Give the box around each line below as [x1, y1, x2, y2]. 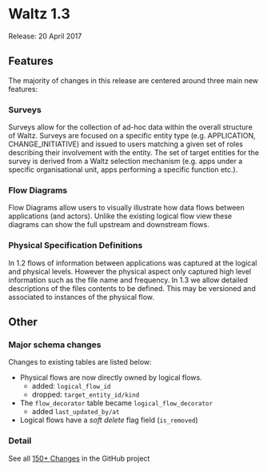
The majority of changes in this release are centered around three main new [8, 75, 258, 85]
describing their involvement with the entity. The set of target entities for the [8, 148, 260, 158]
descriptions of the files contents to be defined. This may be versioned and [8, 283, 256, 293]
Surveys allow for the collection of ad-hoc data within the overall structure [8, 122, 253, 132]
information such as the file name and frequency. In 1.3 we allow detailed [8, 275, 249, 285]
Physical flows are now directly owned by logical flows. [19, 373, 202, 382]
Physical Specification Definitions [8, 240, 143, 251]
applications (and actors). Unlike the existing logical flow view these [8, 211, 233, 221]
